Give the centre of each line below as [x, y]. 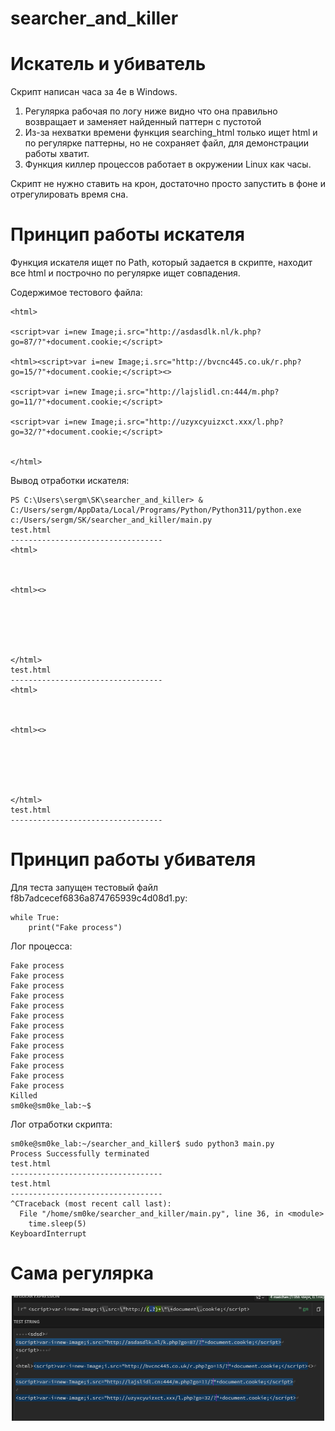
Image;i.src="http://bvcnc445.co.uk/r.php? [209, 362]
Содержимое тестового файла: [76, 293]
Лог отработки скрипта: [61, 1124]
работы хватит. [57, 154]
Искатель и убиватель [108, 64]
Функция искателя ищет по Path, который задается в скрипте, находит [161, 263]
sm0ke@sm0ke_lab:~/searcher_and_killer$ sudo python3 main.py [142, 1144]
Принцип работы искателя [127, 234]
